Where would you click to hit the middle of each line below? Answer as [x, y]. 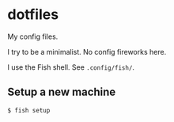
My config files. [33, 36]
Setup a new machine [62, 92]
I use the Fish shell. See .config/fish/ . [71, 67]
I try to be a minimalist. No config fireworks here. [87, 51]
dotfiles [33, 15]
